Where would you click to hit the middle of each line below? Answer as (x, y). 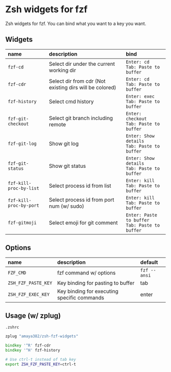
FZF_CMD (17, 272)
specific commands (81, 297)
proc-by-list (24, 188)
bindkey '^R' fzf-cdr (28, 345)
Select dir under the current (82, 64)
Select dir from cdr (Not (77, 81)
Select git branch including (81, 118)
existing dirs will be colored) (83, 87)
